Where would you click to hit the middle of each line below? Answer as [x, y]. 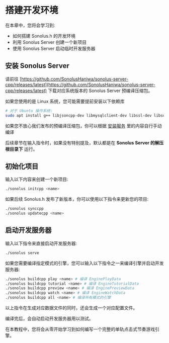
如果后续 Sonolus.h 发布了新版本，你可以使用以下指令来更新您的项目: [77, 199]
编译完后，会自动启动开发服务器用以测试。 [49, 318]
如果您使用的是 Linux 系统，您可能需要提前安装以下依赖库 [65, 101]
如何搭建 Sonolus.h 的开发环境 [44, 36]
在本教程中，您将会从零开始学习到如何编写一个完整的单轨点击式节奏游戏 [80, 329]
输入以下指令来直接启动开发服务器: [41, 243]
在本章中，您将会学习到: [30, 25]
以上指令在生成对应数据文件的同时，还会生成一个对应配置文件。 [71, 308]
